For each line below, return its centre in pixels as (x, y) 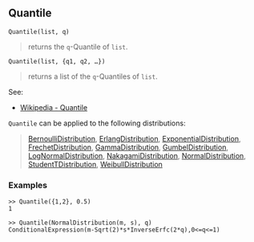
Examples (28, 185)
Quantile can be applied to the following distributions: (97, 123)
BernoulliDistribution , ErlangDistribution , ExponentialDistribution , (134, 138)
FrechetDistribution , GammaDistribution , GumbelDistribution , (128, 147)
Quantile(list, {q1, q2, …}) (57, 61)
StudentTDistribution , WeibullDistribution (95, 164)
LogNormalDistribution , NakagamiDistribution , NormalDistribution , (137, 155)
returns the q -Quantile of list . (78, 47)
